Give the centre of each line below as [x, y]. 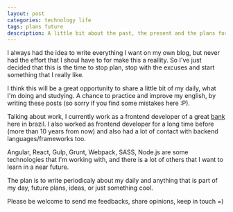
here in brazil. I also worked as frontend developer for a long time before [111, 124]
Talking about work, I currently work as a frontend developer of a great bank [116, 117]
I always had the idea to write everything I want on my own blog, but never [114, 53]
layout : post [26, 14]
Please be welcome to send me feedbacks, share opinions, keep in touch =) [115, 202]
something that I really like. [46, 75]
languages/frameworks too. [47, 139]
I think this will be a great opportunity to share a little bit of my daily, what [112, 88]
